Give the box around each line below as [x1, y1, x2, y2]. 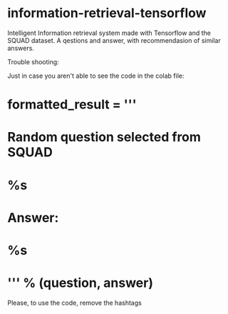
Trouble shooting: [7, 57, 59, 66]
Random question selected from [7, 129, 202, 146]
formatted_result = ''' [7, 96, 137, 113]
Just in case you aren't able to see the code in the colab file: [7, 71, 185, 80]
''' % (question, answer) [7, 275, 154, 291]
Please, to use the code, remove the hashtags [7, 298, 142, 307]
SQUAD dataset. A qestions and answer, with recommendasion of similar [7, 36, 221, 44]
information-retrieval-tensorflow [7, 5, 207, 21]
